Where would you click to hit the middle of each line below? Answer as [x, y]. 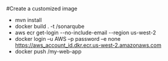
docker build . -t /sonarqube [50, 26]
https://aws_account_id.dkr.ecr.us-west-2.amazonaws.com [88, 45]
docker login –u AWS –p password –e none [68, 39]
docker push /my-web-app [48, 52]
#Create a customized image [42, 9]
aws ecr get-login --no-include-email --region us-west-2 [85, 33]
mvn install [28, 20]
